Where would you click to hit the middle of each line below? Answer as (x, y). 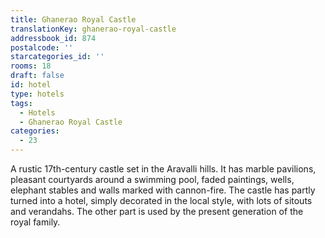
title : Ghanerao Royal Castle (73, 19)
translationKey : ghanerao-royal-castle (93, 29)
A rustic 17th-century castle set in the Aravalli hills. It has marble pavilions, (163, 169)
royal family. (35, 222)
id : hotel (31, 85)
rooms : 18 (31, 66)
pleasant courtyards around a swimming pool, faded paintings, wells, (152, 179)
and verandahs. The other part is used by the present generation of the (157, 211)
